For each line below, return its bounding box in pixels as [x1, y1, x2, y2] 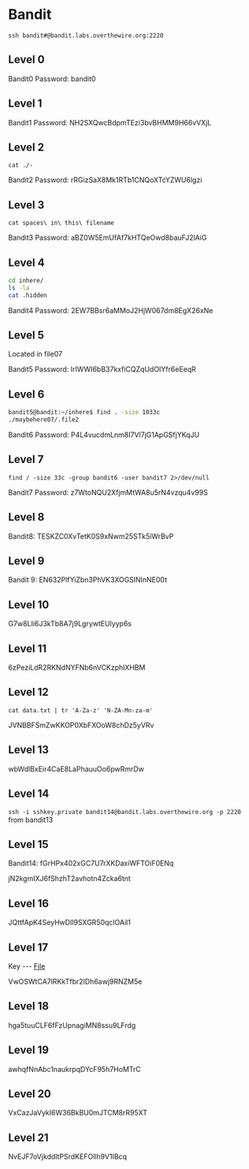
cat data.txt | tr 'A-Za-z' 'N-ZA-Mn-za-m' [8, 706, 154, 715]
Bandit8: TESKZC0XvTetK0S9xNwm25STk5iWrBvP [8, 531, 174, 541]
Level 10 [8, 598, 50, 611]
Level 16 [8, 897, 50, 910]
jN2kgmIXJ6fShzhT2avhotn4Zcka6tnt [8, 874, 132, 883]
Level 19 [8, 1044, 50, 1057]
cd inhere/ [8, 277, 44, 285]
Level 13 [8, 743, 50, 756]
